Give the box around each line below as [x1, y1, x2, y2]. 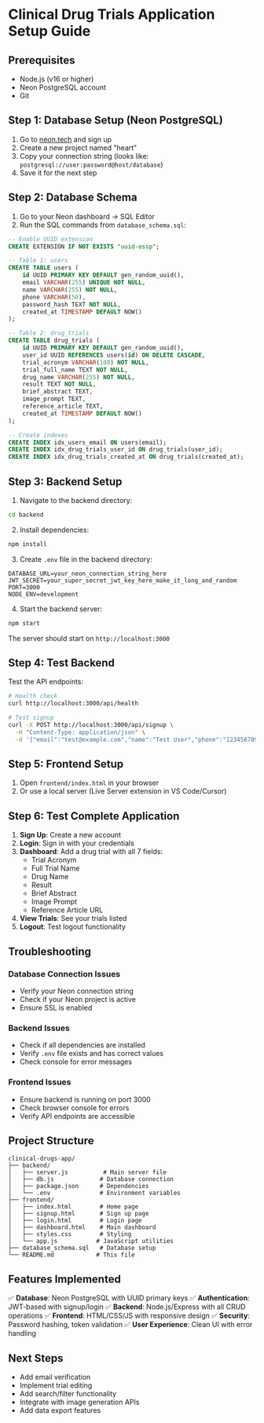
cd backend [8, 511, 44, 519]
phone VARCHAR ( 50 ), [22, 293, 86, 301]
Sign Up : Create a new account [19, 831, 122, 840]
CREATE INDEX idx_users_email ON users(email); [8, 438, 167, 446]
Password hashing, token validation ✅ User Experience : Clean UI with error [8, 1320, 253, 1329]
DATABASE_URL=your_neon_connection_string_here [8, 570, 167, 578]
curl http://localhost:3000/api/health [8, 699, 139, 708]
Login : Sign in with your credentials [19, 838, 135, 848]
